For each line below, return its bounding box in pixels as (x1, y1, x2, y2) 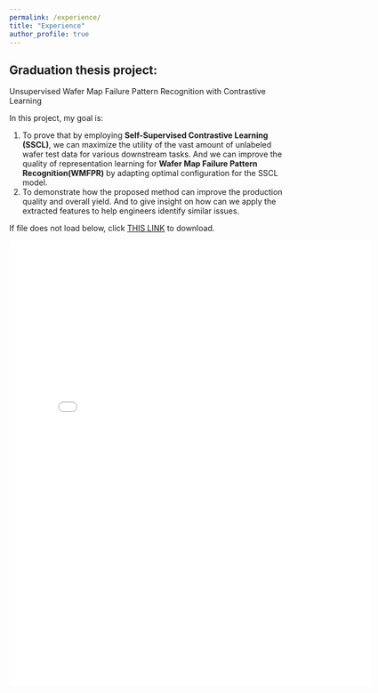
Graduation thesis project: (9, 62, 157, 77)
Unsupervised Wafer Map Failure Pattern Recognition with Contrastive (9, 86, 267, 97)
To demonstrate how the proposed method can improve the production (21, 187, 283, 197)
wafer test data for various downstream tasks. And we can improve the (21, 149, 283, 160)
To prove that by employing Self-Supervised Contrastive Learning (21, 130, 269, 141)
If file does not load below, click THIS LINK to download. (9, 223, 215, 234)
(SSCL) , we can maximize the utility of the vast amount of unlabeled (21, 140, 272, 150)
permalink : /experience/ (9, 12, 101, 22)
